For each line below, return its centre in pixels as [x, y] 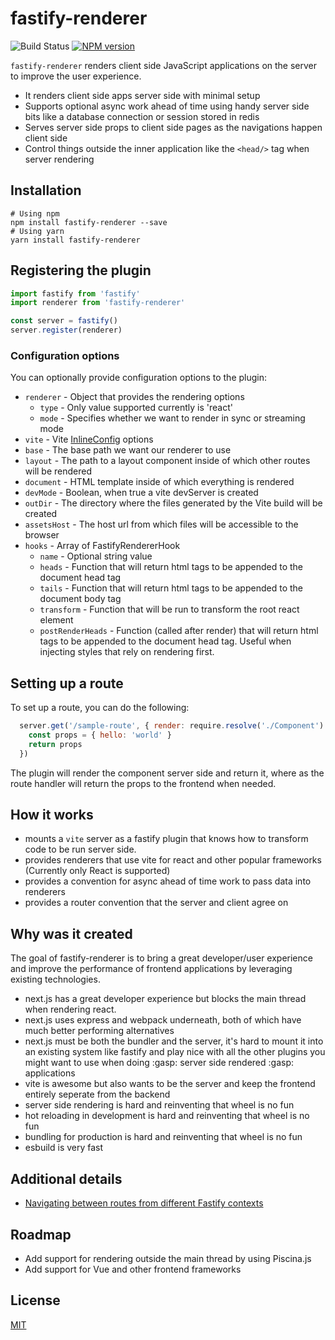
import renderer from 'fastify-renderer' [98, 303]
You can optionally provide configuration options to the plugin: [139, 378]
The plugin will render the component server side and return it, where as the [167, 773]
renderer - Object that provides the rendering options [134, 397]
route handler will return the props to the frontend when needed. [143, 783]
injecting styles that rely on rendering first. [127, 652]
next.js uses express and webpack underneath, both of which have [163, 1020]
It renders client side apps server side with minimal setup [142, 95]
